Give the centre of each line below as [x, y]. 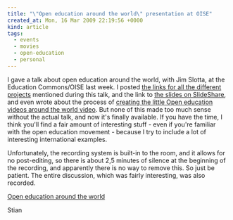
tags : [15, 33]
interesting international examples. [57, 139]
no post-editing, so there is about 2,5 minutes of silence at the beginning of [117, 160]
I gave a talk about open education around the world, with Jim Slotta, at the [116, 79]
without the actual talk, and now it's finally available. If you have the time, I [115, 117]
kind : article [28, 27]
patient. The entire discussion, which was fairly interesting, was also [106, 175]
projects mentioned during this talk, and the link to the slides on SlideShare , [117, 94]
